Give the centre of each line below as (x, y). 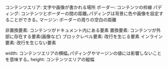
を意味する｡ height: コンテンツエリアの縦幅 (50, 59)
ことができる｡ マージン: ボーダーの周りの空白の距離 (63, 20)
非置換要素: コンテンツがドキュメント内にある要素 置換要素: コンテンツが (81, 30)
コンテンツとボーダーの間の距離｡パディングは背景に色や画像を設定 (90, 13)
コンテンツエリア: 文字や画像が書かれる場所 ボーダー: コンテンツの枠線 (78, 7)
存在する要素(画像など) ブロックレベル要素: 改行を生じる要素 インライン (88, 36)
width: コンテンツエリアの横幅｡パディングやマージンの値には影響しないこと (83, 53)
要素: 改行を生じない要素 (31, 43)
